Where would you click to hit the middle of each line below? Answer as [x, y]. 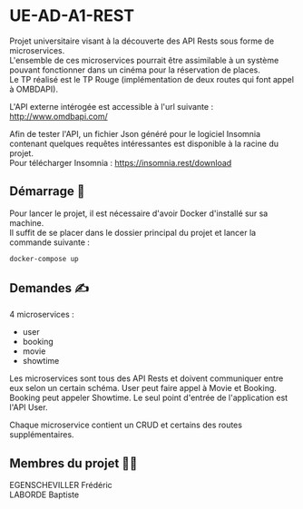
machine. [27, 222]
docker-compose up [44, 259]
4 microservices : [42, 315]
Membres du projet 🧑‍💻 [73, 463]
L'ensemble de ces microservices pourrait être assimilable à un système [144, 60]
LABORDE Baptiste [44, 494]
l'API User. [29, 407]
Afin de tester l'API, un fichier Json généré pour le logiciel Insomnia [135, 133]
